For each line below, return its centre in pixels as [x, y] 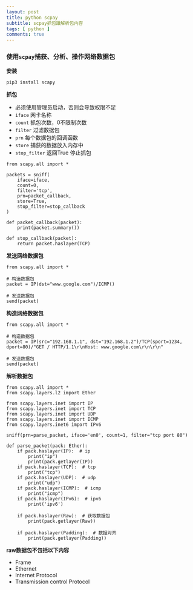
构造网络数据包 [25, 313]
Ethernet [26, 569]
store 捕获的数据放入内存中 [49, 145]
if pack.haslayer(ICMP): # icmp [59, 488]
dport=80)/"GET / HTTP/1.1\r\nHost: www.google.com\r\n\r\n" [85, 347]
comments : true [25, 35]
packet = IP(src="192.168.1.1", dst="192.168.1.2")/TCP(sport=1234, [94, 342]
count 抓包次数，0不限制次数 [51, 122]
